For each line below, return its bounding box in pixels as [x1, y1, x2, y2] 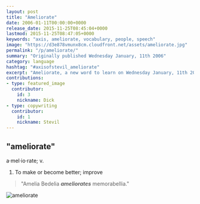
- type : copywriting [6, 102, 58, 109]
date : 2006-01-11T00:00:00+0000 [6, 20, 86, 26]
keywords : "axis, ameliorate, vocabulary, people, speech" [6, 36, 156, 42]
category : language [6, 58, 55, 64]
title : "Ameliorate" [6, 14, 58, 20]
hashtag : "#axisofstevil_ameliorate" [6, 64, 100, 70]
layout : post [6, 8, 39, 15]
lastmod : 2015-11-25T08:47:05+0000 [6, 31, 95, 37]
